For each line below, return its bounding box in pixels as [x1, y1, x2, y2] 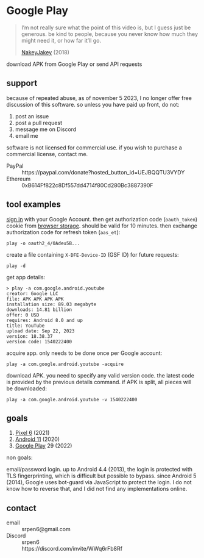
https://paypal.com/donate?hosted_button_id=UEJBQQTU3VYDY [21, 168, 185, 176]
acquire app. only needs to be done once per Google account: [6, 349, 163, 357]
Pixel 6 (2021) [15, 429, 50, 437]
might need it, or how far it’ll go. [21, 37, 102, 44]
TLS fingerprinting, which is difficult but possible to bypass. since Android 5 [6, 472, 197, 479]
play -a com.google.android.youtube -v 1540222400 [6, 396, 138, 402]
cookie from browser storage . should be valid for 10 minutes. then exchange [6, 222, 198, 229]
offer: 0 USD [6, 312, 40, 318]
